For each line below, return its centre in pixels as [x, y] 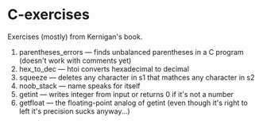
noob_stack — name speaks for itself [79, 86]
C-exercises [49, 15]
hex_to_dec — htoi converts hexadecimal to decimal [104, 68]
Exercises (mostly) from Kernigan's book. [75, 37]
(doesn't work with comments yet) [75, 60]
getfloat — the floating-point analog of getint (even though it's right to [133, 103]
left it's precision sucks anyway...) [74, 111]
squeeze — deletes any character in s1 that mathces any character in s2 [137, 77]
